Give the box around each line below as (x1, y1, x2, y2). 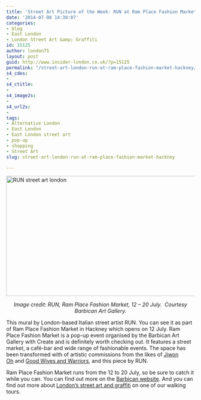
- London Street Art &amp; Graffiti (6, 37, 98, 43)
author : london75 (6, 48, 50, 54)
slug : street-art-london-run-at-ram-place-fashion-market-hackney (6, 154, 175, 160)
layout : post (6, 53, 39, 59)
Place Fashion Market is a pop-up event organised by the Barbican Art (6, 332, 179, 339)
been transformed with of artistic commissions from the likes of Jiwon (6, 351, 179, 358)
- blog (6, 25, 23, 32)
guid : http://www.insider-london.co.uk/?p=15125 (6, 59, 130, 65)
